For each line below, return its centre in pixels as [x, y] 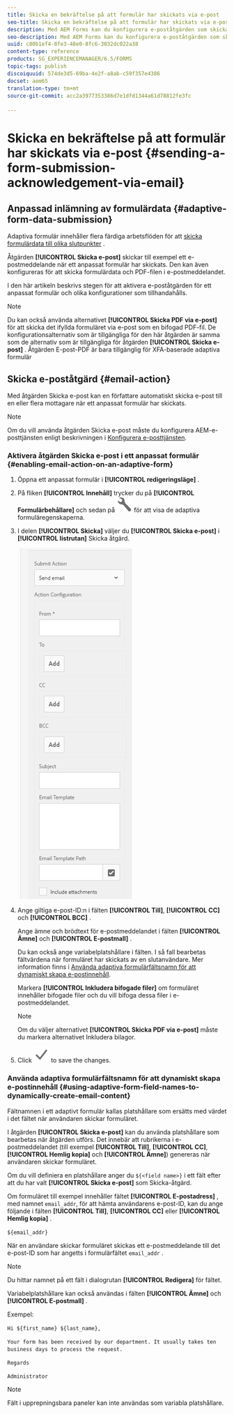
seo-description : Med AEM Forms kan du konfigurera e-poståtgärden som [113, 37]
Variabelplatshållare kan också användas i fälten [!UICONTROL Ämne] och [114, 1293]
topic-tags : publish [37, 66]
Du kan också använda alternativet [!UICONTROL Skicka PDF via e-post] [112, 320]
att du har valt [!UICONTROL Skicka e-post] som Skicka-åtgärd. [100, 1182]
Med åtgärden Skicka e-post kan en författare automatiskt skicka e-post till [115, 396]
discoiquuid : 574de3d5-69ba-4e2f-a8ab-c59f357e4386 [84, 73]
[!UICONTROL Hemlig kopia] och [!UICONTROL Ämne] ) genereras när [109, 1154]
